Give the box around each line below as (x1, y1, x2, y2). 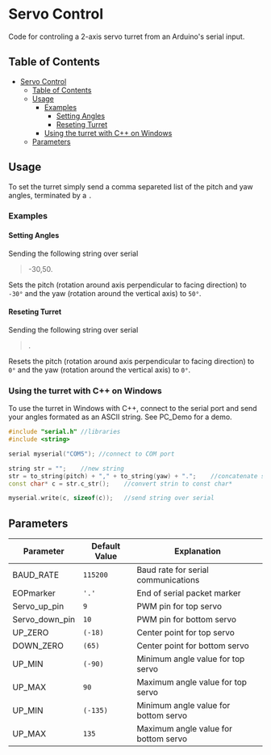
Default (91, 541, 121, 552)
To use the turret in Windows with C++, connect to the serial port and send (8, 404, 257, 414)
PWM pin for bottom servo (136, 614, 236, 626)
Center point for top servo (136, 627, 236, 638)
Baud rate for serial (136, 564, 210, 575)
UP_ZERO (12, 627, 49, 638)
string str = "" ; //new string (8, 464, 125, 473)
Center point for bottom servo (136, 640, 250, 651)
